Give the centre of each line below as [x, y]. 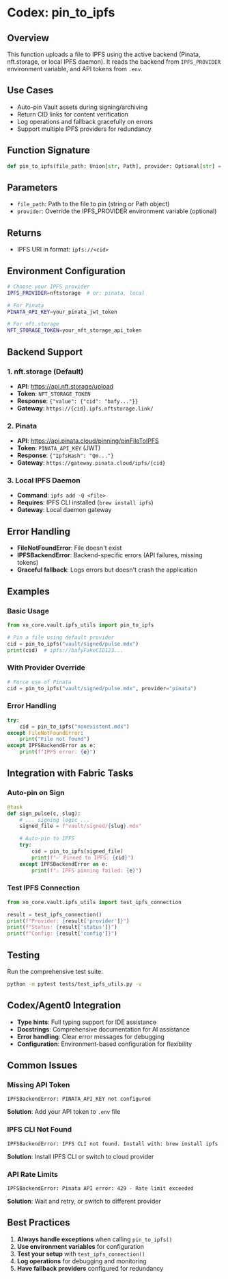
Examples [28, 591]
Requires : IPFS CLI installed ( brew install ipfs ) [85, 502]
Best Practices [39, 1222]
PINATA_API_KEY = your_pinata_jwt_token [62, 312]
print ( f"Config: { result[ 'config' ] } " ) [62, 934]
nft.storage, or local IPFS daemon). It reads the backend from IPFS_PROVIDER [114, 62]
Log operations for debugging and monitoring [82, 1261]
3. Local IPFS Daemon [44, 480]
